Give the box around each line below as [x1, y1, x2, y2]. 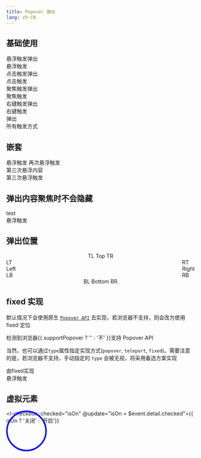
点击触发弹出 [6, 70, 38, 77]
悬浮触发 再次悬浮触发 [6, 159, 60, 166]
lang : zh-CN [6, 14, 36, 20]
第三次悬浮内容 [6, 166, 43, 174]
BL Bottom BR [83, 277, 118, 285]
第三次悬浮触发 [6, 174, 43, 181]
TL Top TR [87, 252, 114, 259]
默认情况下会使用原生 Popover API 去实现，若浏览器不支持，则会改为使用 [6, 313, 185, 321]
